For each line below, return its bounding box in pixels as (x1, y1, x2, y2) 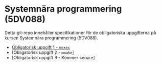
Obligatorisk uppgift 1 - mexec (11, 44, 70, 50)
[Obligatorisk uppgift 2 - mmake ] (11, 49, 74, 55)
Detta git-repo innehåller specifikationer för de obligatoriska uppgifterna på (4, 30, 156, 35)
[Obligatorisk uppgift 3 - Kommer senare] (11, 54, 95, 60)
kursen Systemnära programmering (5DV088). (4, 35, 98, 41)
